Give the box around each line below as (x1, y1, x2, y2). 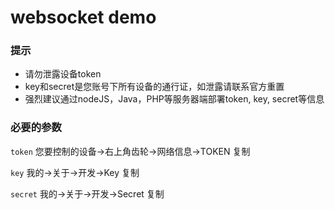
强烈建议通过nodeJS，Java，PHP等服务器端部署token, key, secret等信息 (24, 93, 325, 105)
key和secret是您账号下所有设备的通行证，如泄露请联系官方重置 (24, 81, 285, 93)
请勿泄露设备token (24, 68, 102, 80)
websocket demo (10, 6, 157, 29)
